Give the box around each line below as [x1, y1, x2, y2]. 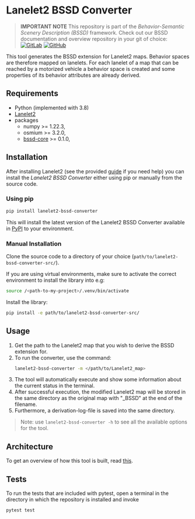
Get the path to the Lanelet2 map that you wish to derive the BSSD [14, 342, 175, 349]
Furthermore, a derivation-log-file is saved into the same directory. [14, 407, 175, 414]
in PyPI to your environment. [6, 225, 74, 232]
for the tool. [20, 425, 48, 432]
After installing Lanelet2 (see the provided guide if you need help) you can [6, 168, 185, 175]
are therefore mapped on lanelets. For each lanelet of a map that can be [6, 59, 179, 66]
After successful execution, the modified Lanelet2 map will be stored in [14, 388, 186, 395]
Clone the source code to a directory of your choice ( [6, 253, 134, 260]
